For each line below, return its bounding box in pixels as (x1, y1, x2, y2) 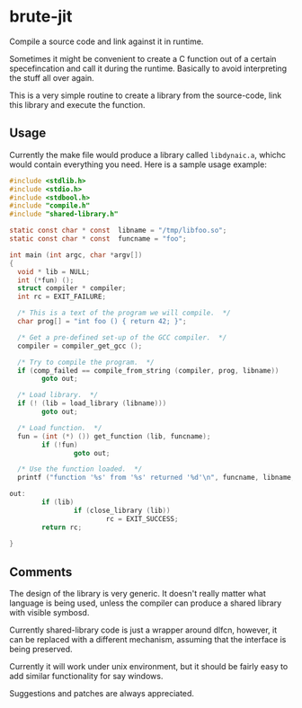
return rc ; (41, 523, 83, 532)
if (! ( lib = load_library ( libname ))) (17, 399, 167, 408)
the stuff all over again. (9, 72, 94, 83)
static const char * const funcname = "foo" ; (9, 235, 187, 243)
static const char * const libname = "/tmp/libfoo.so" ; (9, 226, 227, 235)
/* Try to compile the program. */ (17, 358, 155, 367)
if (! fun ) (41, 440, 78, 449)
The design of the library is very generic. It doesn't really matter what (9, 589, 267, 599)
